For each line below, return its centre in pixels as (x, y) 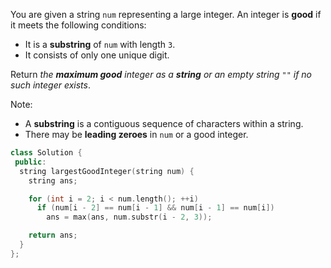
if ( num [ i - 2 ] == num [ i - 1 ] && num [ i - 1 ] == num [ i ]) (155, 208)
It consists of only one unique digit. (97, 55)
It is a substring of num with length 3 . (100, 44)
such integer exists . (50, 85)
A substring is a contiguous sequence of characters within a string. (164, 123)
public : (30, 162)
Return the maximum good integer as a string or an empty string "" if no (161, 74)
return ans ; (53, 235)
